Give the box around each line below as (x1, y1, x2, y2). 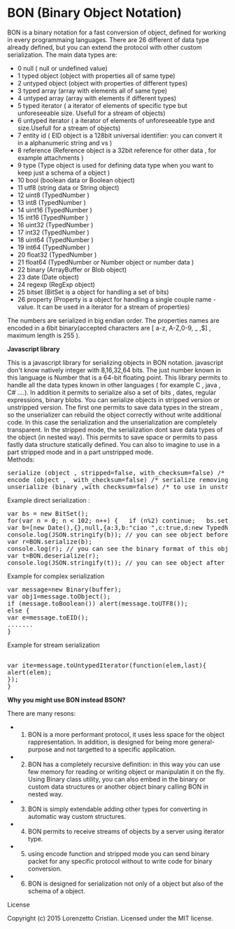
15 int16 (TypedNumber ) (17, 213, 89, 222)
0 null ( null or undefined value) (17, 64, 108, 72)
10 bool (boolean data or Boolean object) (17, 175, 135, 184)
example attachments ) (17, 153, 84, 162)
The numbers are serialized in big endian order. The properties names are (7, 316, 220, 324)
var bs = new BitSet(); (7, 509, 89, 517)
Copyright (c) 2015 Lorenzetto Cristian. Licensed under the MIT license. (7, 914, 213, 922)
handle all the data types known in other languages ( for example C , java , (7, 380, 221, 389)
